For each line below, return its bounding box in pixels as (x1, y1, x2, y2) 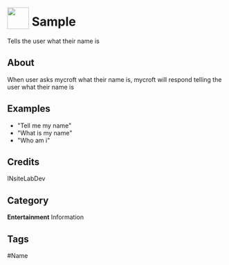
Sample (31, 14, 76, 30)
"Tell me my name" (17, 121, 72, 130)
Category (7, 194, 49, 206)
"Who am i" (17, 136, 51, 144)
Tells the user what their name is (7, 37, 100, 45)
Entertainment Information (7, 213, 84, 221)
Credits (7, 156, 40, 168)
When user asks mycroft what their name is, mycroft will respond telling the (7, 75, 222, 83)
